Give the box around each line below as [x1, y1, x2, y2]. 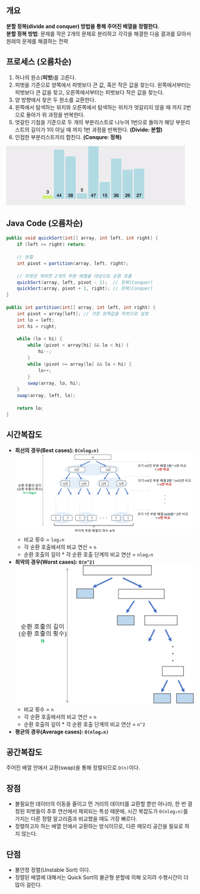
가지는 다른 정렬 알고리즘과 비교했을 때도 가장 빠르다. [14, 815, 137, 822]
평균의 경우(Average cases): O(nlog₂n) [14, 728, 109, 735]
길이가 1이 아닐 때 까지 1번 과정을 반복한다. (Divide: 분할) [30, 126, 162, 133]
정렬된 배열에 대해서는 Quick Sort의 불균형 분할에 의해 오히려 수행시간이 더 [14, 874, 189, 881]
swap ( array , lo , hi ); [27, 380, 82, 386]
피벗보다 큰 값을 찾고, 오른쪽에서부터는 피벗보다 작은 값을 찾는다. [14, 88, 165, 96]
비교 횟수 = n [23, 705, 54, 712]
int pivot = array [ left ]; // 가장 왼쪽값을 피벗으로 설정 [17, 311, 149, 317]
